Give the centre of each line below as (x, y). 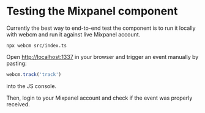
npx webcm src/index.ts (37, 46)
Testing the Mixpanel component (92, 11)
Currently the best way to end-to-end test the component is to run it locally (101, 28)
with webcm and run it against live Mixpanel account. (73, 34)
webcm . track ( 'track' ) (34, 74)
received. (18, 104)
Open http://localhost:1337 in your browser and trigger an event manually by (102, 56)
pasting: (17, 63)
